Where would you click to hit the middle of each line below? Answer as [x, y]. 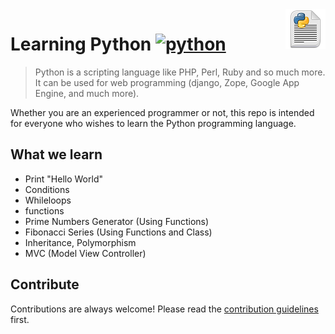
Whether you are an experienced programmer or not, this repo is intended [162, 112]
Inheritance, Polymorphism [80, 242]
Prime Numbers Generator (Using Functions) [117, 221]
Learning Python [81, 44]
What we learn [56, 154]
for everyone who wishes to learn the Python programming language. [153, 123]
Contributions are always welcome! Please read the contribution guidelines [164, 309]
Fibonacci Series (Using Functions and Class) [118, 232]
